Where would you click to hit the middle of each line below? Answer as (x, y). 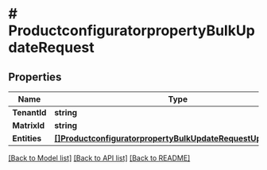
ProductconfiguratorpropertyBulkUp (132, 31)
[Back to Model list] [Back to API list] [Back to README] (99, 158)
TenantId (29, 112)
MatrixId (29, 126)
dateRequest (51, 48)
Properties (35, 77)
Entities (27, 138)
